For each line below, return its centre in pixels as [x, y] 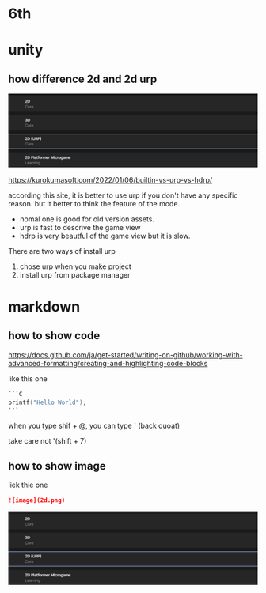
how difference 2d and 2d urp [83, 79]
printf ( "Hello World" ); [47, 402]
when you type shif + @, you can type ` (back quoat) [94, 426]
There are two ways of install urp [62, 251]
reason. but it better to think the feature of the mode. [94, 203]
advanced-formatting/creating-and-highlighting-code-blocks [108, 363]
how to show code [54, 336]
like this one [28, 378]
